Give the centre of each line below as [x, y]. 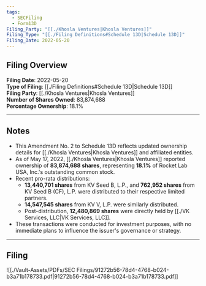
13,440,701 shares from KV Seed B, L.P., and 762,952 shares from [109, 185]
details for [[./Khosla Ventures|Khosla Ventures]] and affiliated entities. [105, 152]
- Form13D [24, 23]
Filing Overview [37, 65]
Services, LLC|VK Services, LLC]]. [67, 217]
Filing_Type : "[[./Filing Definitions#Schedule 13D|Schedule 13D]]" [96, 35]
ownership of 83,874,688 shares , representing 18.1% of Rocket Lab [101, 165]
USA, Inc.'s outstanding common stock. [65, 171]
